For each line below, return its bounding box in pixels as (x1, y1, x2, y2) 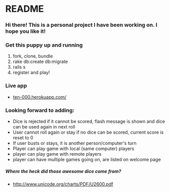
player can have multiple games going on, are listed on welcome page (12, 157, 161, 162)
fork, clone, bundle (12, 53, 53, 59)
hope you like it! (5, 28, 46, 35)
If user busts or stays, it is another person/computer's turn (12, 140, 137, 146)
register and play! (12, 70, 50, 76)
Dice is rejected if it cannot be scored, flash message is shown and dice (12, 118, 165, 124)
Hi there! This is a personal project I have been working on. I (5, 22, 158, 29)
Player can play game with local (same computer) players (12, 145, 135, 152)
